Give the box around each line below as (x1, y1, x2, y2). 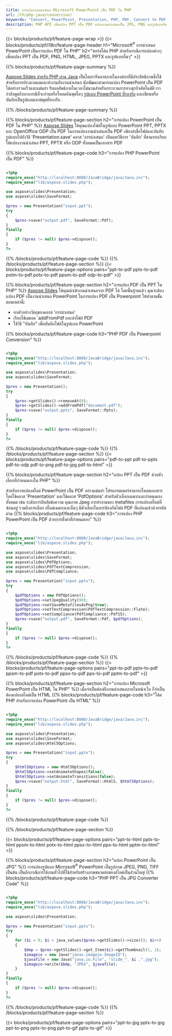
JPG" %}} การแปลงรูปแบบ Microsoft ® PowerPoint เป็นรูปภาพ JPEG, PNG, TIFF (6, 862, 159, 870)
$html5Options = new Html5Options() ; (15, 764, 95, 769)
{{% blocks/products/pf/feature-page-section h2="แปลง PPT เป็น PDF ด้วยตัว (6, 472, 163, 478)
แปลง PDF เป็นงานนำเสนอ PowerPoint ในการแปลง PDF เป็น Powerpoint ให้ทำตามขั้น (6, 293, 162, 299)
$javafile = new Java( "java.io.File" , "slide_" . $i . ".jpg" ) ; (24, 957, 159, 962)
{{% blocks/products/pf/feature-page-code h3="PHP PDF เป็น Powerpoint (6, 330, 161, 337)
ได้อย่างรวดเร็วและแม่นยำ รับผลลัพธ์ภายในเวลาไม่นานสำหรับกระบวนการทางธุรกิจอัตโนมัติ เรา (6, 85, 161, 91)
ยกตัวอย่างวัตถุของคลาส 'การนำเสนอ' (13, 309, 76, 315)
